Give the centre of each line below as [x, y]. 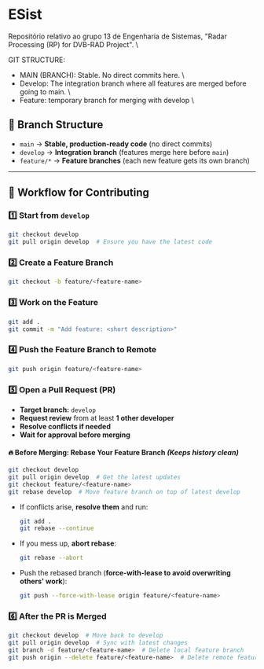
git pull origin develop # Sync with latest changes [98, 643]
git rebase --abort [51, 558]
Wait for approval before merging [75, 435]
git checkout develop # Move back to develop [86, 636]
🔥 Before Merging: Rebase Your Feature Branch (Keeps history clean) [124, 453]
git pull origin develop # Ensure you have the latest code [110, 242]
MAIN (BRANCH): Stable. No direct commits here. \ [102, 75]
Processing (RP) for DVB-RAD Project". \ [73, 44]
